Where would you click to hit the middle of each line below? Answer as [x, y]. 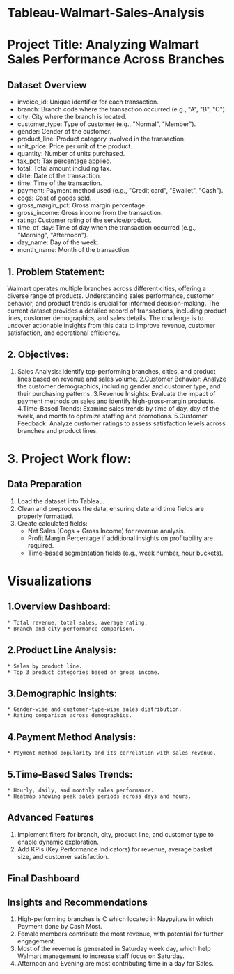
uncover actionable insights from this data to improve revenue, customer [111, 325]
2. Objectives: [38, 355]
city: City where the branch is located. [72, 117]
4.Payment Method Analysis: [72, 737]
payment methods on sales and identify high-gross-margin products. [116, 401]
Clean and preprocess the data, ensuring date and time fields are [110, 508]
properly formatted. [45, 516]
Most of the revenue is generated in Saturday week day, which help [114, 949]
